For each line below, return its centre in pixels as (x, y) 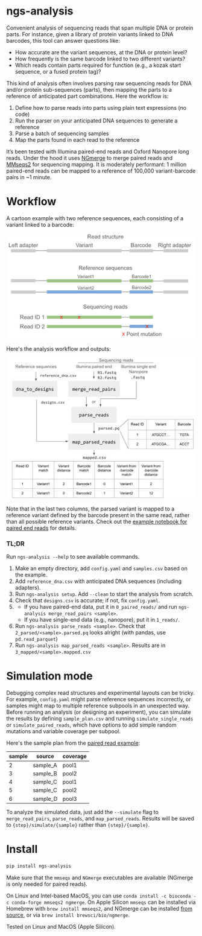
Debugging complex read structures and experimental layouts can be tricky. (100, 693)
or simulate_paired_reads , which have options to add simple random (91, 725)
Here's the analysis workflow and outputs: (58, 349)
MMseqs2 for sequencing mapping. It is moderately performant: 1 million (96, 164)
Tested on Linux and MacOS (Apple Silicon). (61, 926)
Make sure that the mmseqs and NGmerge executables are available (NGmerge (100, 877)
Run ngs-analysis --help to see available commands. (73, 556)
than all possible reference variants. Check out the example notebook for (97, 521)
